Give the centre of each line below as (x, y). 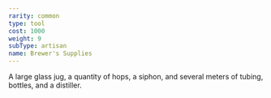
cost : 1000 (27, 31)
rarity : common (34, 16)
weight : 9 (25, 38)
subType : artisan (38, 46)
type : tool (27, 23)
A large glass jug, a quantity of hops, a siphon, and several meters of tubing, (136, 77)
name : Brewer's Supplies (50, 53)
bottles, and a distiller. (45, 85)
